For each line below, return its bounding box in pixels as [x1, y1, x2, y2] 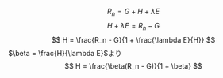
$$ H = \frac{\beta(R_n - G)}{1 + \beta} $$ [64, 61, 202, 70]
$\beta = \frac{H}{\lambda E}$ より [8, 48, 122, 58]
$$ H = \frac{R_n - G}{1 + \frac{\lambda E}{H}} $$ [51, 35, 216, 44]
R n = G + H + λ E [106, 7, 160, 18]
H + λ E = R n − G [106, 20, 160, 32]
